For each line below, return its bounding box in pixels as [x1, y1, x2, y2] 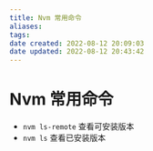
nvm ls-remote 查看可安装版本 [22, 121, 135, 132]
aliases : [9, 22, 43, 31]
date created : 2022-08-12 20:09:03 [9, 38, 145, 48]
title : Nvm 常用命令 [9, 13, 82, 23]
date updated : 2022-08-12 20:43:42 [9, 47, 145, 56]
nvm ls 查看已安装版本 [22, 133, 107, 144]
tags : [9, 30, 30, 39]
